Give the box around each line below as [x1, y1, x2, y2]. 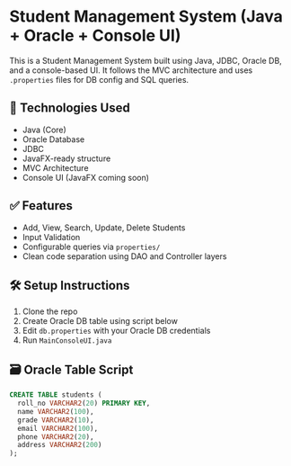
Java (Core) [22, 124, 67, 135]
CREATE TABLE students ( [9, 390, 102, 399]
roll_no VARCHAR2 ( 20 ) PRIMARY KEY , [17, 399, 151, 408]
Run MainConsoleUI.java [22, 335, 112, 345]
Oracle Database [22, 133, 85, 145]
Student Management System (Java [9, 6, 283, 27]
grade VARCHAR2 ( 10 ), [17, 416, 94, 425]
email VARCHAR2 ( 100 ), [17, 424, 99, 433]
